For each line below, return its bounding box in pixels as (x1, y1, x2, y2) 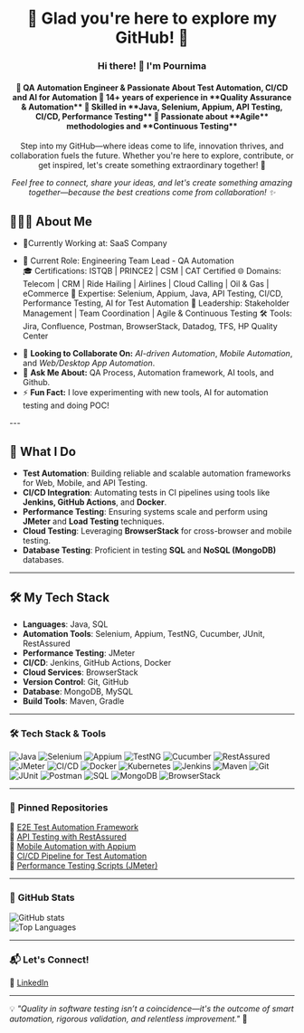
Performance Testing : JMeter (22, 647, 136, 659)
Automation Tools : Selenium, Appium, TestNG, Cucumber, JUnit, (22, 628, 265, 639)
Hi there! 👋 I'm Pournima (98, 60, 206, 72)
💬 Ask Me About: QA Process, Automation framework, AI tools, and (22, 367, 274, 378)
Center (22, 330, 49, 342)
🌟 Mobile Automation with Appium (9, 841, 137, 852)
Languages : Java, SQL (22, 619, 109, 630)
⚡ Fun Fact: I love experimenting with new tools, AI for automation (22, 387, 269, 398)
